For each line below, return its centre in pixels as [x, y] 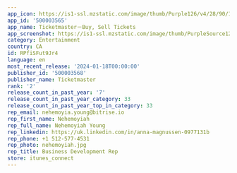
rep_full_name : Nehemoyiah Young [56, 125]
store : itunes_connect [41, 159]
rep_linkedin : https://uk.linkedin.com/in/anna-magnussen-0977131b [109, 132]
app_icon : [22, 14]
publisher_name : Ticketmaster [52, 79]
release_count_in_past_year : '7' [56, 93]
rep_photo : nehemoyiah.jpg [47, 145]
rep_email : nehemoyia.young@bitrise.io [66, 112]
